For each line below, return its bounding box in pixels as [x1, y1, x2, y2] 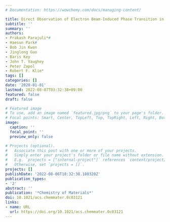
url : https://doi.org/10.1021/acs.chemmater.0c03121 [10, 209, 123, 214]
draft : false [5, 97, 33, 102]
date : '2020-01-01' [5, 83, 47, 88]
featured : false [5, 92, 39, 97]
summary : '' [5, 26, 30, 31]
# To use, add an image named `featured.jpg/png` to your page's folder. [5, 110, 164, 116]
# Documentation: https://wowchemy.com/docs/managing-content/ [5, 7, 142, 13]
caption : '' [10, 125, 35, 130]
